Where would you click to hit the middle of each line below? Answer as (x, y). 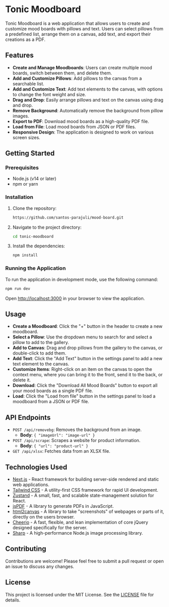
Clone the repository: (35, 208)
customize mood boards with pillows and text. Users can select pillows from (84, 28)
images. (21, 116)
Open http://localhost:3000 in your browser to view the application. (75, 298)
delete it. (22, 380)
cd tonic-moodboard (33, 236)
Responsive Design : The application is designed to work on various (83, 132)
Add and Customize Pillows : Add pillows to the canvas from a (77, 78)
